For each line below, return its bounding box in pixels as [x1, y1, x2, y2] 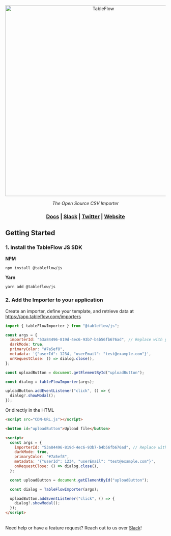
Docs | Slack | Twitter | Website [46, 213, 125, 220]
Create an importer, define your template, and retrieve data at [5, 308, 134, 314]
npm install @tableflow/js [5, 265, 63, 270]
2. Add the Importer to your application [5, 296, 103, 303]
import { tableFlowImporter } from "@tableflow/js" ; [5, 323, 120, 328]
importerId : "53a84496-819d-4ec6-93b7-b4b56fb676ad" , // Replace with [10, 337, 163, 343]
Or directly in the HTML [5, 407, 54, 413]
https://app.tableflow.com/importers [5, 313, 81, 320]
